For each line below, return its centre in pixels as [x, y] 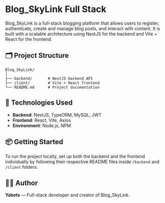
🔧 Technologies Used [39, 103]
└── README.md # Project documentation [52, 87]
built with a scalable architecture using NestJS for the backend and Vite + [81, 34]
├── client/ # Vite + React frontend [52, 83]
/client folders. [22, 167]
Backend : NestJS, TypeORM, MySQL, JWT [57, 115]
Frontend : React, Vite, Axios [42, 120]
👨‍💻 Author [22, 183]
